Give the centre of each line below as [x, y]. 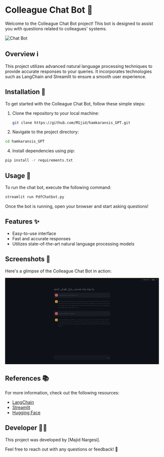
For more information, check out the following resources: [62, 393]
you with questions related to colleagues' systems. [56, 28]
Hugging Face [26, 413]
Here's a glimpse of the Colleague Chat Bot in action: [58, 271]
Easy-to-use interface [34, 233]
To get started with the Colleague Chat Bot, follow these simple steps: [75, 104]
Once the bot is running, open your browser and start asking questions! [77, 206]
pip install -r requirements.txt [39, 161]
